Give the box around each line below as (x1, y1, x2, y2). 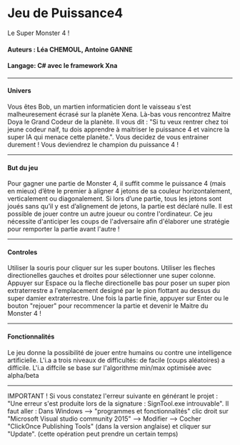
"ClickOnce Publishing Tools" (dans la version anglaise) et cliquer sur (7, 421, 211, 430)
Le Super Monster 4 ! (7, 29, 70, 37)
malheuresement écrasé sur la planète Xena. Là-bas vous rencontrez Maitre (7, 109, 231, 119)
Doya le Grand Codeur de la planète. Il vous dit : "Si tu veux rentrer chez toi (7, 117, 229, 126)
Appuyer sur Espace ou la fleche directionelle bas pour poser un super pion (7, 279, 230, 287)
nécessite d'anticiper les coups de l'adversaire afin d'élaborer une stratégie (7, 217, 230, 226)
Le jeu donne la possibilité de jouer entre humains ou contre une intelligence (7, 348, 232, 356)
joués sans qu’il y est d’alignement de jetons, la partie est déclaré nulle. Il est (7, 202, 233, 211)
